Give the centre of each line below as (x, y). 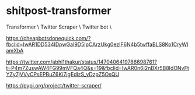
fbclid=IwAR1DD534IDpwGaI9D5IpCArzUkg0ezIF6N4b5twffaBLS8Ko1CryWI (97, 44)
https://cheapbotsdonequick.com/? (48, 38)
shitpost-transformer (59, 11)
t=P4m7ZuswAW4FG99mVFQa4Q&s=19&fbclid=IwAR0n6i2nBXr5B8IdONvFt (97, 68)
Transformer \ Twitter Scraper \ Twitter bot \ (59, 27)
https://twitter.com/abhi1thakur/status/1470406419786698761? (82, 62)
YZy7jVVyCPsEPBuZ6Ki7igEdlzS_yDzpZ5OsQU (63, 74)
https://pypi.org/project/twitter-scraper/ (54, 85)
